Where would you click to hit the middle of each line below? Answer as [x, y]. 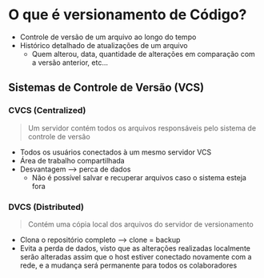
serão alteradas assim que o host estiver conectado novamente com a [136, 256]
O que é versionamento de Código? [128, 15]
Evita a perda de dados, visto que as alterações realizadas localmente [135, 248]
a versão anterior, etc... [70, 62]
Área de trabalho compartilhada [72, 160]
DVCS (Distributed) [46, 207]
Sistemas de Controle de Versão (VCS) [106, 88]
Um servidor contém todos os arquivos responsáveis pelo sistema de [142, 128]
